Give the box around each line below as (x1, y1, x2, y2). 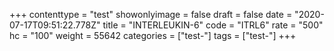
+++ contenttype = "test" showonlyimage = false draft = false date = (9, 9, 293, 20)
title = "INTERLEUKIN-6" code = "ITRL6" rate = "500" (102, 19, 324, 31)
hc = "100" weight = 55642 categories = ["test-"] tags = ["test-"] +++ (9, 30, 297, 41)
